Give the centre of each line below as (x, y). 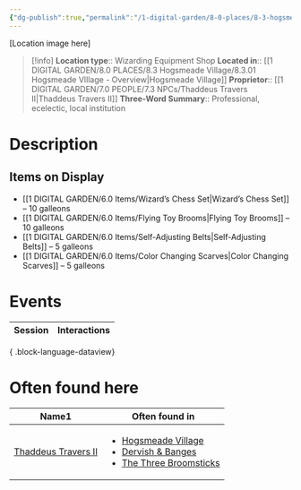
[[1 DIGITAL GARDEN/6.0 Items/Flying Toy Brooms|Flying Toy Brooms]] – (156, 218)
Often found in (163, 416)
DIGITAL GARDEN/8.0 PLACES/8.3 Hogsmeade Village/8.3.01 (144, 70)
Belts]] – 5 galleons (58, 246)
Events (36, 301)
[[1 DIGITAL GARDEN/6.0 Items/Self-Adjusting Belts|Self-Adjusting (144, 236)
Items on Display (57, 177)
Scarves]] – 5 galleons (64, 265)
